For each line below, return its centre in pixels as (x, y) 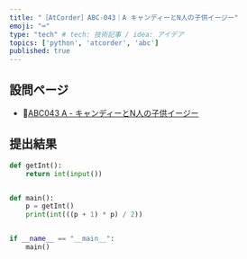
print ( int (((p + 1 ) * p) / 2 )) (84, 215)
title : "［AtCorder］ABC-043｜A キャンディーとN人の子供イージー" (124, 18)
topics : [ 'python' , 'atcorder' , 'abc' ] (84, 43)
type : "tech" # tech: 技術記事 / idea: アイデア (97, 34)
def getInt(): (36, 165)
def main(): (32, 198)
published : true (40, 51)
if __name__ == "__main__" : (62, 239)
